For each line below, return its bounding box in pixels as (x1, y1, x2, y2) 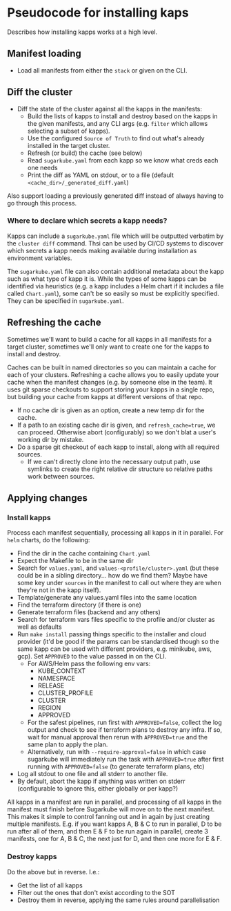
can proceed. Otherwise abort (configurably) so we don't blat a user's (17, 427, 217, 436)
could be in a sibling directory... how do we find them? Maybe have (17, 571, 208, 580)
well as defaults (17, 623, 62, 631)
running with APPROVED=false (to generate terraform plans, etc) (27, 762, 205, 771)
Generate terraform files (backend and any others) (17, 608, 161, 616)
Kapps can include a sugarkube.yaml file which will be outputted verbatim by (7, 232, 224, 240)
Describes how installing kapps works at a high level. (7, 28, 158, 36)
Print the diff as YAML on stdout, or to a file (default (27, 171, 174, 179)
